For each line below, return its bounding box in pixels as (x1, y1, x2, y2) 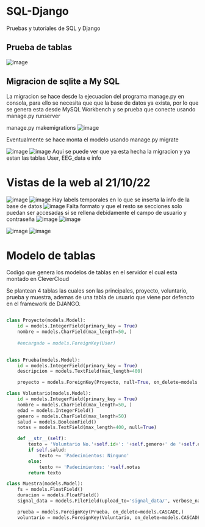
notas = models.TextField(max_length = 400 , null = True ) (17, 424, 157, 431)
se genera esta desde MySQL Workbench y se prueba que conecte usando (6, 105, 196, 113)
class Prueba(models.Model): (6, 357, 81, 363)
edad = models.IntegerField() (17, 407, 95, 414)
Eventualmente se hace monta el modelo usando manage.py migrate (6, 136, 179, 143)
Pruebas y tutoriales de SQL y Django (6, 24, 101, 32)
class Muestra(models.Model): (6, 480, 84, 487)
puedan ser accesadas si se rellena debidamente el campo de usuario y (6, 209, 187, 216)
